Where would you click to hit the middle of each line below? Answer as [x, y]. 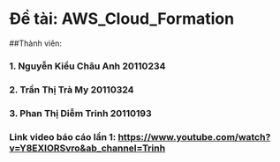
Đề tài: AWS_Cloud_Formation [122, 19]
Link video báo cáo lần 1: [63, 136]
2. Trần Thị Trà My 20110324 [72, 90]
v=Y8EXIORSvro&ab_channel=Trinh [87, 148]
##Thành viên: [36, 43]
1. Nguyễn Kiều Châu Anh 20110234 [87, 66]
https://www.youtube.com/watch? [194, 136]
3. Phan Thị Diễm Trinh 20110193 [80, 113]
